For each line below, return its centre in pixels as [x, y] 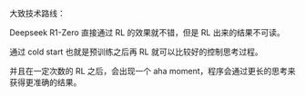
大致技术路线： [37, 13]
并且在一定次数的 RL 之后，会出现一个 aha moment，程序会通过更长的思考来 [152, 71]
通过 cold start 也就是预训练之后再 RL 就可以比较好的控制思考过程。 [136, 52]
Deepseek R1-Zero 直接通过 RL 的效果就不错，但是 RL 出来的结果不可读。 [147, 33]
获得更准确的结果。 [46, 82]
